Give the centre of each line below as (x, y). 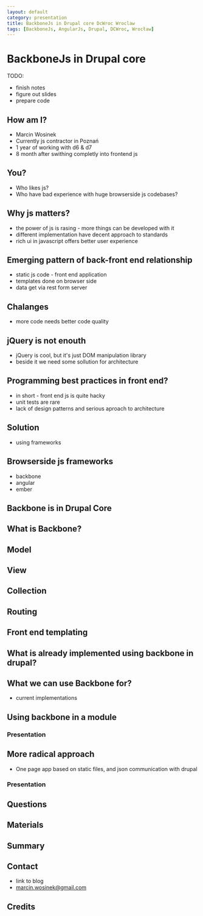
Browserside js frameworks (60, 461)
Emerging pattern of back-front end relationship (100, 260)
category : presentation (37, 18)
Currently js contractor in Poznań (57, 141)
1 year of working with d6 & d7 (54, 147)
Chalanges (28, 307)
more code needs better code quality (62, 322)
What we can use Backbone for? (70, 684)
